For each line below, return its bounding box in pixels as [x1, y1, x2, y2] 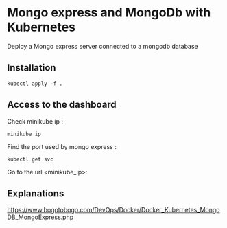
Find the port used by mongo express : [7, 142, 117, 150]
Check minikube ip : [7, 117, 64, 125]
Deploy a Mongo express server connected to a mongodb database [7, 42, 199, 50]
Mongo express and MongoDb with [7, 5, 211, 21]
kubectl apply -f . [7, 80, 63, 87]
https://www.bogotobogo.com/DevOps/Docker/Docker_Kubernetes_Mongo [7, 206, 220, 214]
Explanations [7, 187, 64, 199]
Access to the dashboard [7, 99, 117, 111]
